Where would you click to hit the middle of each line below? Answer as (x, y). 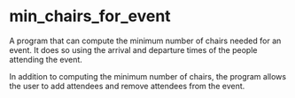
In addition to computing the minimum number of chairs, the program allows (147, 76)
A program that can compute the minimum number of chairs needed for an (145, 41)
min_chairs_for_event (90, 16)
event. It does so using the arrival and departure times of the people (133, 49)
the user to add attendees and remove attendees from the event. (127, 86)
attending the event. (46, 59)
